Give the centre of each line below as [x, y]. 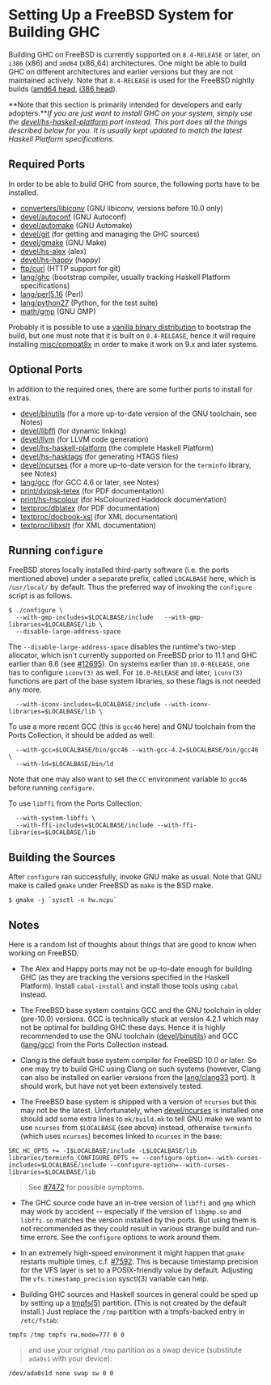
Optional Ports [46, 370]
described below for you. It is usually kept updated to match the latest [125, 130]
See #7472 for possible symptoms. [86, 1187]
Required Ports [47, 165]
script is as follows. [40, 595]
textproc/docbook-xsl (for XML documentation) [99, 516]
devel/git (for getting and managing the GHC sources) [110, 234]
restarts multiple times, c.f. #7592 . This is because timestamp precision [139, 1261]
